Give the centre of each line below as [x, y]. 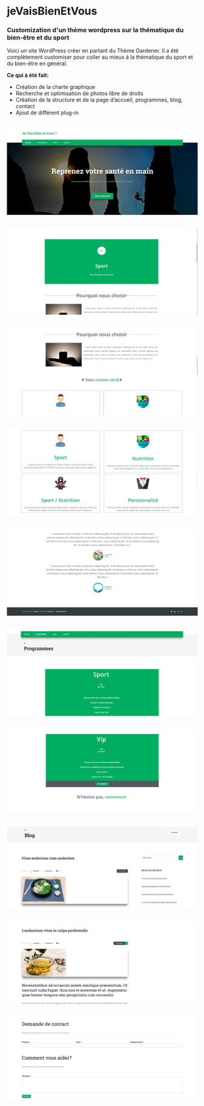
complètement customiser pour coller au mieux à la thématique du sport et [100, 57]
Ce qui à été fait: [28, 75]
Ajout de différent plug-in [47, 113]
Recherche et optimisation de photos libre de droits [80, 93]
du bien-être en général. [37, 64]
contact [25, 106]
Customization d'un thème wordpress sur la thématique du [95, 30]
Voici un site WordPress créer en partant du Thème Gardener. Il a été [93, 51]
